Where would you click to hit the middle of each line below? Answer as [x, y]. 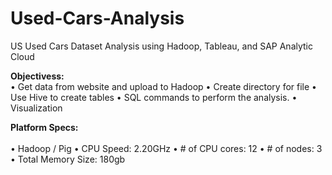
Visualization [36, 108]
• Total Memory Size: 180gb [68, 159]
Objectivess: [37, 76]
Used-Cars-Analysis [97, 18]
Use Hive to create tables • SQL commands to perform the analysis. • [154, 97]
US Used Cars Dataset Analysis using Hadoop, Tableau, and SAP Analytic [161, 46]
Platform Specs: [44, 127]
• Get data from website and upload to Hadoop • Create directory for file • [163, 86]
